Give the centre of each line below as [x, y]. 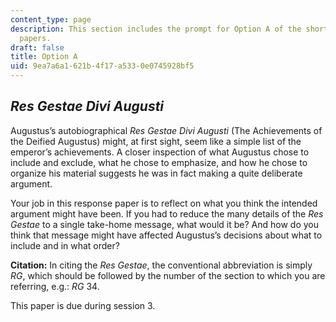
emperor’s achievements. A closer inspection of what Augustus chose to [160, 152]
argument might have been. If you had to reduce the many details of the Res [167, 213]
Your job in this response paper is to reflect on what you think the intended [164, 203]
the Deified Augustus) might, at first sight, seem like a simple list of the [156, 141]
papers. [35, 38]
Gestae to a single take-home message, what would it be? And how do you [164, 224]
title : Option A [44, 57]
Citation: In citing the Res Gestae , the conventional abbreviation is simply [161, 265]
